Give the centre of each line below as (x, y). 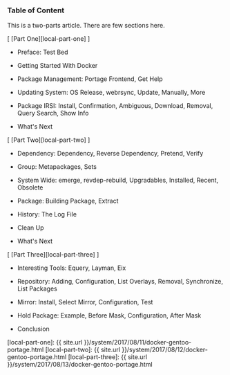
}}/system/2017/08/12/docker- (165, 350)
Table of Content (36, 10)
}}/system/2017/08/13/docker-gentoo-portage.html (80, 365)
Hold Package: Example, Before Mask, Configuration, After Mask (109, 315)
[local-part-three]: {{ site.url (108, 357)
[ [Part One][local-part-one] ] (49, 39)
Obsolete (30, 187)
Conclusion (33, 329)
